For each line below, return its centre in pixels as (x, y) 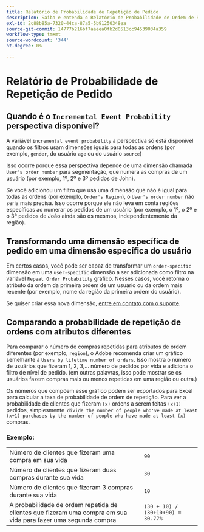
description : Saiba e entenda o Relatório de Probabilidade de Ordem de (100, 18)
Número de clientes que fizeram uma (62, 452)
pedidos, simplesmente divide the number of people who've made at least (102, 410)
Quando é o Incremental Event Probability (89, 116)
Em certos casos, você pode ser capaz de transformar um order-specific (99, 266)
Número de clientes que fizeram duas (63, 470)
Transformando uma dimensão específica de (93, 242)
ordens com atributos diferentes (69, 332)
